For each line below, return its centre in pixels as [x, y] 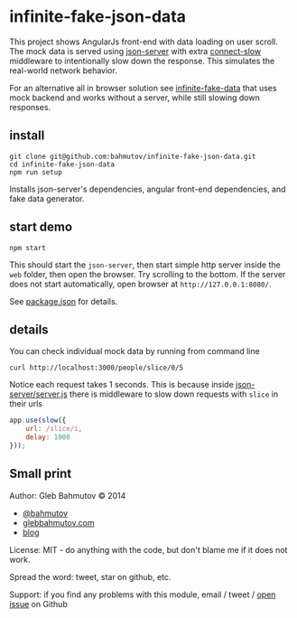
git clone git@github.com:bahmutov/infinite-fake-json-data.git [133, 156]
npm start [28, 248]
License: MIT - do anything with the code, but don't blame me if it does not [148, 549]
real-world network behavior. [63, 70]
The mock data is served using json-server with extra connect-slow [135, 51]
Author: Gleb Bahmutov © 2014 [68, 495]
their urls [26, 404]
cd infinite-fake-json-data [62, 164]
